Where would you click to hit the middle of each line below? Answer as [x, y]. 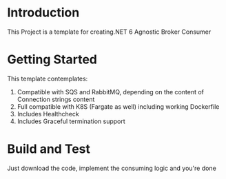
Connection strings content [56, 99]
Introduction [43, 13]
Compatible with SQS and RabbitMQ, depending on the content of [111, 92]
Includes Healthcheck [48, 114]
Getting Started [52, 60]
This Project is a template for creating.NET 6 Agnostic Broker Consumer [109, 32]
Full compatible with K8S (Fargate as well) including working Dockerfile [118, 106]
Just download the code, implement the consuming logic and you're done [112, 168]
